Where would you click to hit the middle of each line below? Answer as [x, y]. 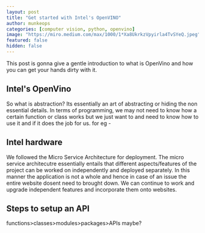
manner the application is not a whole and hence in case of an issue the [97, 176]
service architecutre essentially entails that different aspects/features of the [102, 163]
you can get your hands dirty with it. [52, 70]
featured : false [27, 40]
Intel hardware [34, 142]
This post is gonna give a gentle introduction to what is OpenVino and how [100, 63]
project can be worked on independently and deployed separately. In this [98, 170]
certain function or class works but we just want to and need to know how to [103, 116]
